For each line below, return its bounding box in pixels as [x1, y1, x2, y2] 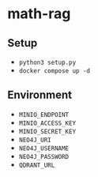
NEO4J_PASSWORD [18, 153, 70, 160]
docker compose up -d [18, 67, 90, 75]
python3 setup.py [18, 58, 77, 66]
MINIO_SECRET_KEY [18, 127, 77, 135]
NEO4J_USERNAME [18, 144, 70, 153]
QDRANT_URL [18, 161, 55, 169]
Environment [7, 88, 73, 102]
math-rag [7, 5, 71, 23]
